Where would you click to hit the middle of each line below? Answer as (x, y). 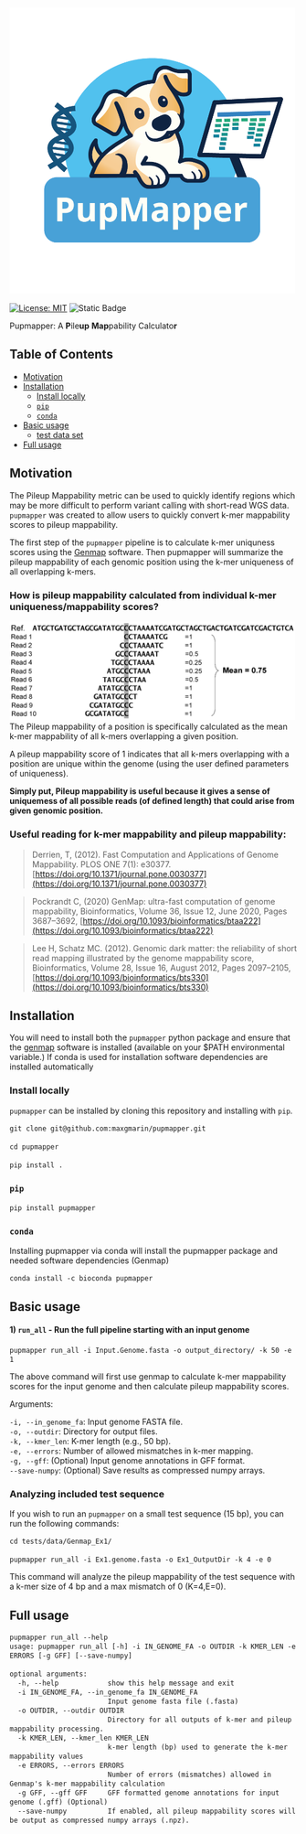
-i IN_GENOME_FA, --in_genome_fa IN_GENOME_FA (108, 1692)
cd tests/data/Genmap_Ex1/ (61, 1542)
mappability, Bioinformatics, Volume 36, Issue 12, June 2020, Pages (159, 911)
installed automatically (52, 1067)
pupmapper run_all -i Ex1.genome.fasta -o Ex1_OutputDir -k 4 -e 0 (141, 1560)
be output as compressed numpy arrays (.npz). (100, 1820)
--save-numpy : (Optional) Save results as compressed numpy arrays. (137, 1470)
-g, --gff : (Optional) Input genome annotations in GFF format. (127, 1460)
